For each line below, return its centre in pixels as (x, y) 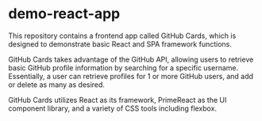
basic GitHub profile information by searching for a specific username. (123, 67)
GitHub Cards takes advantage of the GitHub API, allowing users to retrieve (131, 59)
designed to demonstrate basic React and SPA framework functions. (120, 43)
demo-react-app (64, 14)
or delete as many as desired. (57, 85)
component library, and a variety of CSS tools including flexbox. (112, 108)
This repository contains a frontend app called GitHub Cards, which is (122, 36)
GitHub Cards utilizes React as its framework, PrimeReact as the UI (118, 100)
